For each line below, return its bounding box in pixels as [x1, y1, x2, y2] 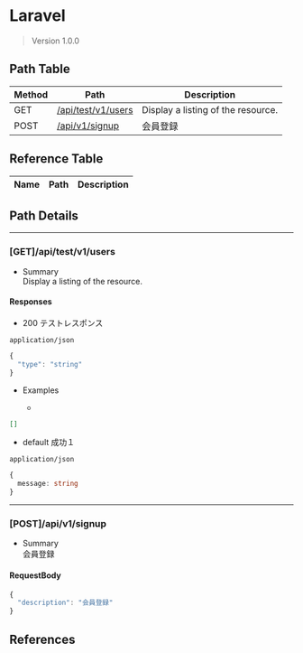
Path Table [9, 61, 70, 77]
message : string [17, 480, 78, 489]
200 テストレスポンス [22, 317, 104, 328]
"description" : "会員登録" [17, 598, 114, 608]
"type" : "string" [17, 359, 83, 368]
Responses [9, 296, 52, 307]
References [9, 631, 76, 647]
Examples [22, 385, 60, 396]
